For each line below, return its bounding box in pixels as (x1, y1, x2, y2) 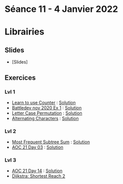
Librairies (4, 26, 45, 38)
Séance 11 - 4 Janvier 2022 (4, 3, 119, 15)
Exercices (4, 73, 36, 82)
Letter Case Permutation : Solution (11, 110, 82, 116)
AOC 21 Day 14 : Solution (11, 168, 62, 174)
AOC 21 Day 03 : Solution (11, 144, 63, 150)
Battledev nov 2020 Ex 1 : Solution (11, 105, 82, 111)
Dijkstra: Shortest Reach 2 (11, 173, 65, 179)
